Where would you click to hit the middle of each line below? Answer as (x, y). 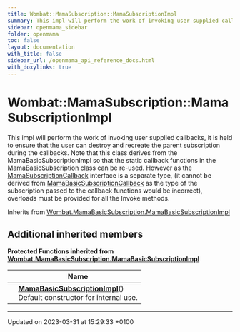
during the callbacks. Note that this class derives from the (92, 152)
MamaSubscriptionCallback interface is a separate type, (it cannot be (110, 175)
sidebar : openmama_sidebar (47, 27)
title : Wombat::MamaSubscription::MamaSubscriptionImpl (92, 14)
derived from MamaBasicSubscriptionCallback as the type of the (102, 183)
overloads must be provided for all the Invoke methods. (89, 198)
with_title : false (35, 54)
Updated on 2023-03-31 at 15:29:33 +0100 (71, 322)
